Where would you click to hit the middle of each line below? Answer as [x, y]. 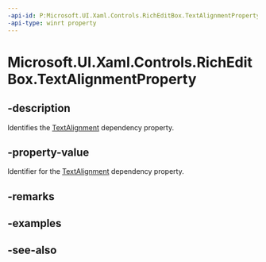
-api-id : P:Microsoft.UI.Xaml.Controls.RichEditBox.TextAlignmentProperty [134, 15]
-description [39, 108]
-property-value [48, 152]
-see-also [32, 250]
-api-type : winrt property [52, 23]
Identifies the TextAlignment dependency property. [91, 127]
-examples [35, 223]
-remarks [31, 196]
